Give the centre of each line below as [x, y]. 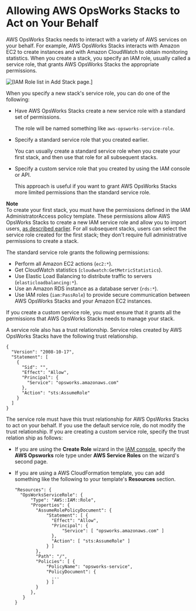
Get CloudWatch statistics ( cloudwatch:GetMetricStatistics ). [88, 270]
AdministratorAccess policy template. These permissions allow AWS [88, 216]
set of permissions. [38, 117]
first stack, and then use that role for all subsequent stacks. [86, 157]
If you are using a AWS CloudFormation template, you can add [90, 473]
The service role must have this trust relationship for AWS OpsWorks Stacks [97, 419]
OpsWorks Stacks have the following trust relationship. [72, 336]
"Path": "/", [51, 556]
